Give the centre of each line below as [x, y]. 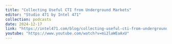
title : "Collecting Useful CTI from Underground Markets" [68, 10]
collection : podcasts [28, 19]
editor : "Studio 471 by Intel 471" [43, 15]
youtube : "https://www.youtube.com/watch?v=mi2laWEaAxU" [67, 33]
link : [11, 29]
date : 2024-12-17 [24, 24]
